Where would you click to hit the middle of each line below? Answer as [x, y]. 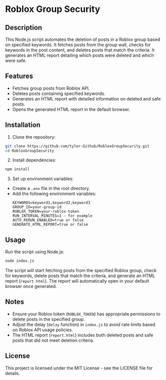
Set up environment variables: [43, 179]
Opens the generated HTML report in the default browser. [71, 109]
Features [19, 76]
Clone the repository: [34, 137]
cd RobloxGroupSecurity [30, 151]
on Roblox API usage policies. [43, 330]
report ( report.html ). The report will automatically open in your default [77, 281]
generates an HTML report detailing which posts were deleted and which [80, 55]
